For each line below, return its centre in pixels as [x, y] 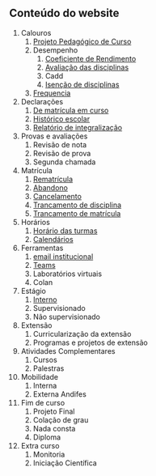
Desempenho [55, 50]
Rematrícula [53, 179]
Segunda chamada [64, 162]
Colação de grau [61, 419]
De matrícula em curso [71, 110]
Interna [45, 385]
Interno [45, 300]
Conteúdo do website [64, 13]
